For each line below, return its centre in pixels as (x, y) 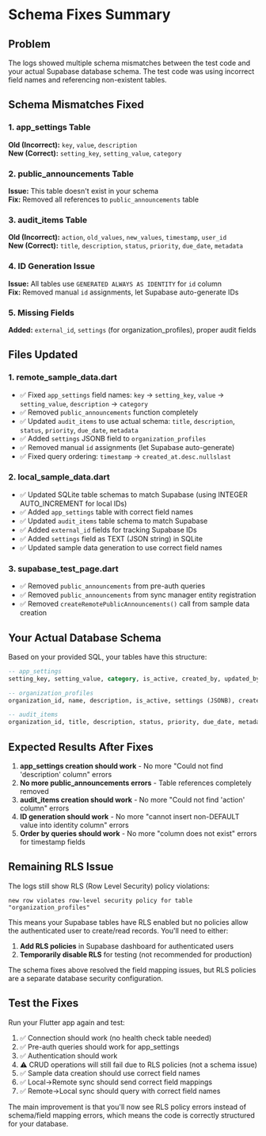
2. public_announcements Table (71, 174)
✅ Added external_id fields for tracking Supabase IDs (108, 529)
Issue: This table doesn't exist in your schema (84, 191)
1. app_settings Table (49, 127)
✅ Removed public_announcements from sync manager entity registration (138, 595)
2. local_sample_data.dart (59, 477)
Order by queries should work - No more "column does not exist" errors (138, 834)
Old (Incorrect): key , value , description (73, 144)
